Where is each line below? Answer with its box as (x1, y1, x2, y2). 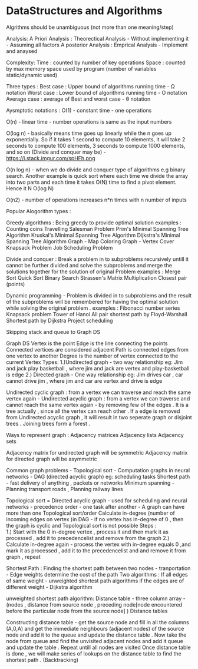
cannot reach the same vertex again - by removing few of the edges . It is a (6, 401, 189, 408)
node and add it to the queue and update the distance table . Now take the (6, 631, 187, 638)
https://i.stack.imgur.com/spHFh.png (6, 154, 95, 161)
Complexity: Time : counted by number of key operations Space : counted (6, 59, 186, 66)
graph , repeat (6, 553, 41, 560)
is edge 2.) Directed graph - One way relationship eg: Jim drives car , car (6, 371, 184, 378)
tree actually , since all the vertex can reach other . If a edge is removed (6, 408, 180, 415)
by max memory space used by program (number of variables (6, 65, 157, 72)
